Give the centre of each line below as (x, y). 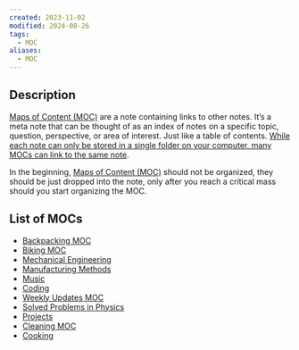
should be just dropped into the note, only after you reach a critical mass (143, 181)
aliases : (25, 51)
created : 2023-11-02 (48, 17)
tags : (19, 34)
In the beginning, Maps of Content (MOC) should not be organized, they (141, 171)
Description (42, 95)
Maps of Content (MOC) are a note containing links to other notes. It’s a (141, 116)
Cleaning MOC (49, 326)
